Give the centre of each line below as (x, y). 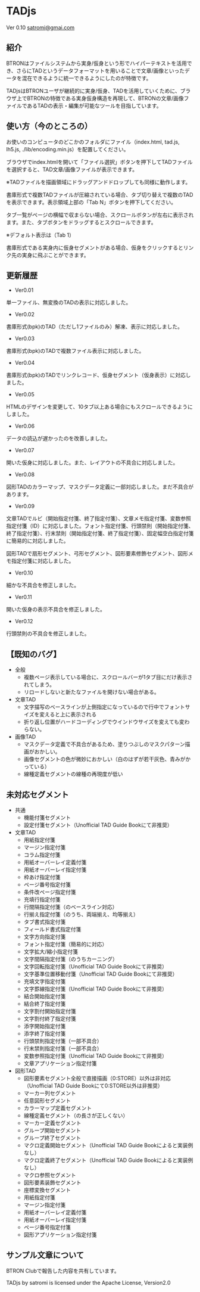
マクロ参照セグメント (50, 1175)
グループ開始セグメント (52, 1130)
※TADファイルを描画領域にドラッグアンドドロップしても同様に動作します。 (99, 182)
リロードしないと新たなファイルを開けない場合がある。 (91, 692)
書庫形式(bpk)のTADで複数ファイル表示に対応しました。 (75, 351)
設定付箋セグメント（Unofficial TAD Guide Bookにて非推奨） (98, 825)
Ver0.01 (24, 290)
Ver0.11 (23, 597)
